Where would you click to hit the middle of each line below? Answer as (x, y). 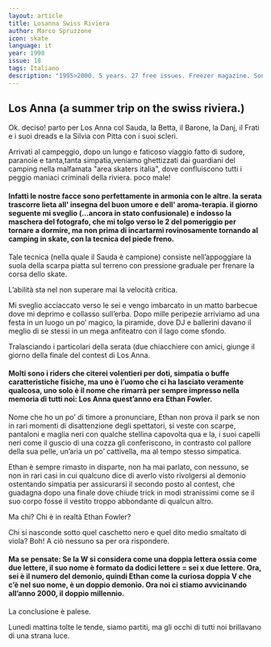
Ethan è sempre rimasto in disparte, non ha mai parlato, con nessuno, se (129, 467)
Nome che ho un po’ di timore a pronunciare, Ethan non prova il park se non (134, 417)
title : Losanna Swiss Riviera (59, 23)
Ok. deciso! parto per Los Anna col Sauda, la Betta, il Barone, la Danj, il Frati (134, 128)
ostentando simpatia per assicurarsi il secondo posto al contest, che (122, 483)
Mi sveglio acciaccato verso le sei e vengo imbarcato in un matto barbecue (133, 305)
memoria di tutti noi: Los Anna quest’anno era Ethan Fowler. (110, 399)
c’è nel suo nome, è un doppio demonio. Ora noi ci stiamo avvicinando (128, 585)
